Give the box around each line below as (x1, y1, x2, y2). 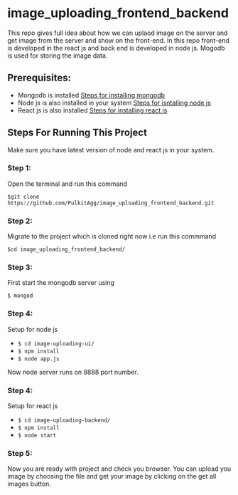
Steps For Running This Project (7, 127, 148, 139)
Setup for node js (7, 325, 58, 333)
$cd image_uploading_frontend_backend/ (7, 246, 126, 254)
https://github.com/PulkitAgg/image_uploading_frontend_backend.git (7, 199, 215, 207)
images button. (7, 479, 52, 489)
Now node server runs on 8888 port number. (7, 368, 139, 376)
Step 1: (7, 163, 31, 173)
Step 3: (7, 262, 33, 272)
